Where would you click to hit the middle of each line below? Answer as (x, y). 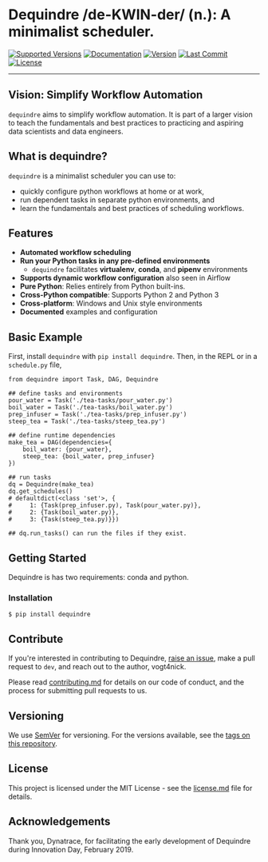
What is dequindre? (58, 156)
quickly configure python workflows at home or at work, (112, 191)
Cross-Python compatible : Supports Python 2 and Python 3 (119, 295)
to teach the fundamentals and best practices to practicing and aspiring (126, 122)
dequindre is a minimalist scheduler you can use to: (92, 176)
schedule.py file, (35, 365)
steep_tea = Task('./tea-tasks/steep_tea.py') (87, 421)
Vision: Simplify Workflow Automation (106, 95)
